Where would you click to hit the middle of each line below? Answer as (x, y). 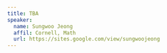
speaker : (20, 20)
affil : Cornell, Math (45, 33)
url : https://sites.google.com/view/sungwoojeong (87, 39)
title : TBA (23, 13)
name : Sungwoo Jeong (43, 26)
